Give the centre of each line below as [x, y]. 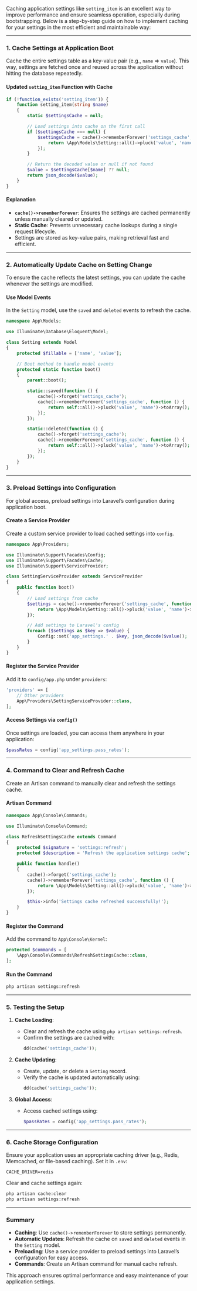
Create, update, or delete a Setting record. [75, 1071]
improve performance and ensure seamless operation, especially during [93, 15]
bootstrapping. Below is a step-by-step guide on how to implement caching [97, 21]
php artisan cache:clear [36, 1194]
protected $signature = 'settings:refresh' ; [72, 848]
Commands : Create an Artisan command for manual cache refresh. [96, 1264]
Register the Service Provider [43, 666]
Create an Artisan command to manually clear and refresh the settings [91, 783]
